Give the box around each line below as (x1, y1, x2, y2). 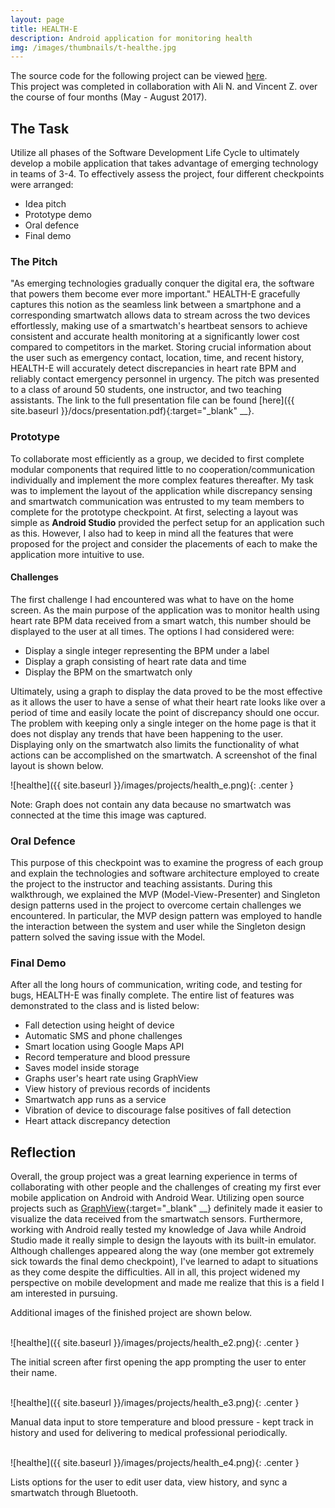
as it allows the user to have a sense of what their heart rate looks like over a (10, 696, 326, 708)
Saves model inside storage (24, 1062, 140, 1074)
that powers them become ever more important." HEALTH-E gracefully (10, 288, 301, 300)
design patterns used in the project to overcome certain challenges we (10, 899, 302, 911)
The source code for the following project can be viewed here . (10, 70, 268, 82)
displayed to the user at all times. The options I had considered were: (10, 625, 295, 637)
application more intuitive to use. (10, 548, 145, 560)
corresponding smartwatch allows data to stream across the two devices (10, 309, 311, 321)
